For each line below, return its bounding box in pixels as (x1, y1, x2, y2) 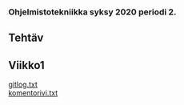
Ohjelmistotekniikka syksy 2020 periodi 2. (8, 6, 177, 18)
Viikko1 (8, 59, 46, 72)
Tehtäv (8, 31, 44, 45)
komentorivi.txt (8, 88, 58, 98)
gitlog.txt (8, 79, 38, 90)
